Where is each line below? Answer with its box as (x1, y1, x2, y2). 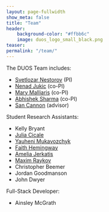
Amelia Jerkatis (14, 150, 54, 157)
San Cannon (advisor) (14, 101, 69, 109)
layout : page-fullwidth (6, 8, 66, 15)
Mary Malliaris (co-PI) (14, 88, 69, 96)
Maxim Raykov (14, 157, 52, 164)
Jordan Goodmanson (14, 169, 68, 177)
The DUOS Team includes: (6, 64, 72, 71)
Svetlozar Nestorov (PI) (14, 76, 73, 83)
